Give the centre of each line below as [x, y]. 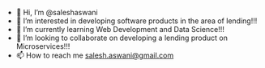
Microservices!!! [43, 46]
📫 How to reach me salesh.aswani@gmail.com [95, 55]
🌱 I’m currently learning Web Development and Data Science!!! [120, 29]
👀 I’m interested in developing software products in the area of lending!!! [137, 21]
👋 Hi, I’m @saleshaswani [57, 12]
